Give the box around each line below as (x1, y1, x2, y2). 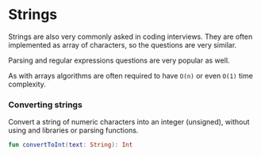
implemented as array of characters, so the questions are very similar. (8, 40, 237, 49)
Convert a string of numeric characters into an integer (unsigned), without (8, 117, 250, 127)
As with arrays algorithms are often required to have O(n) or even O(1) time (8, 71, 254, 80)
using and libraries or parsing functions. (8, 125, 139, 136)
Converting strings (8, 99, 83, 110)
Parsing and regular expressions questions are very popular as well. (8, 56, 230, 65)
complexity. (8, 79, 46, 89)
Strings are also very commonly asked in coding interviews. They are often (8, 32, 253, 41)
